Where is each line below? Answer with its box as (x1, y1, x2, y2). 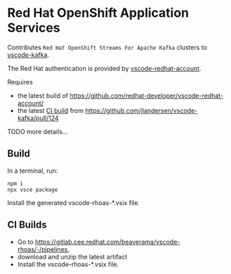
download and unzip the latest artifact (17, 252, 128, 261)
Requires (7, 77, 33, 86)
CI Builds (7, 219, 47, 231)
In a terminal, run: (7, 167, 58, 175)
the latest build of (17, 91, 69, 100)
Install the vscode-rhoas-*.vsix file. (17, 260, 119, 268)
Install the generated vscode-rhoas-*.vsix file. (7, 198, 140, 207)
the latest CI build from (17, 106, 84, 115)
